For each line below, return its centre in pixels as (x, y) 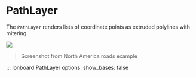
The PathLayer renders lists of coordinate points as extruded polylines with (98, 27)
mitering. (17, 33)
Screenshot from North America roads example (79, 56)
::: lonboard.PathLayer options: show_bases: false (68, 67)
